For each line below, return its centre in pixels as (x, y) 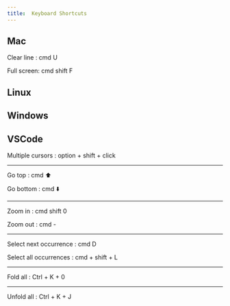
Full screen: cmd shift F (40, 71)
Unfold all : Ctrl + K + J (39, 297)
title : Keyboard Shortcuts (47, 13)
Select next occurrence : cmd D (52, 244)
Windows (28, 116)
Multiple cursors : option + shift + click (62, 155)
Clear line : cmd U (33, 58)
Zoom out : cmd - (32, 225)
